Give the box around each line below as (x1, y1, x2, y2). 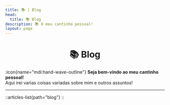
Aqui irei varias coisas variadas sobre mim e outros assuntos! (5, 80, 133, 86)
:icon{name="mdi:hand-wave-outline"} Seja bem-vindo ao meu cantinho (5, 69, 159, 75)
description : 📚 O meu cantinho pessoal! (5, 21, 94, 27)
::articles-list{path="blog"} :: (5, 94, 65, 100)
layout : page (5, 26, 33, 31)
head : (5, 12, 17, 17)
